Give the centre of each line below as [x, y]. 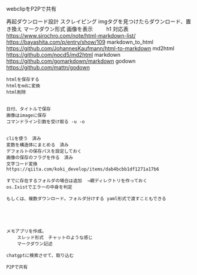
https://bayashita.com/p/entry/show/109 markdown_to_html [80, 42]
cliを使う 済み [24, 139]
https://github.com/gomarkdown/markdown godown [71, 61]
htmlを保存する [23, 80]
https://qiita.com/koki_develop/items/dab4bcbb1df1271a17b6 [83, 169]
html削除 [16, 92]
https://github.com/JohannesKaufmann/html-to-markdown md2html [90, 48]
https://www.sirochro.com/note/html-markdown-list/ [71, 36]
